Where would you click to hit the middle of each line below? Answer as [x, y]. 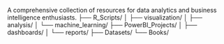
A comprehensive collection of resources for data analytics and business [112, 10]
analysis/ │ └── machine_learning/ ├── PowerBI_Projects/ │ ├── [102, 25]
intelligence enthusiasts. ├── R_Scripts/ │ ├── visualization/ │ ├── [105, 17]
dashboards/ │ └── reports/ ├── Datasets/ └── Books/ [88, 32]
